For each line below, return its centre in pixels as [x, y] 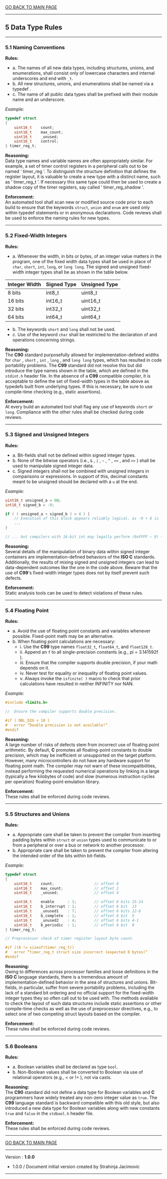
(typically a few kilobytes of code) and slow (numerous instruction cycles [80, 776]
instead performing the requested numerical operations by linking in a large [82, 771]
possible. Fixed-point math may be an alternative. [63, 636]
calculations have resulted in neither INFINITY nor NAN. [77, 684]
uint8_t [89, 293]
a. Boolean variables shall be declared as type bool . [65, 1067]
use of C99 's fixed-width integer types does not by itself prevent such [77, 573]
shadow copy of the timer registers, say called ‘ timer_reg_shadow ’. [75, 187]
